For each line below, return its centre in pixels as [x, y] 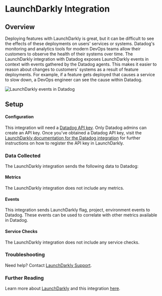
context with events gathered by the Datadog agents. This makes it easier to [81, 64]
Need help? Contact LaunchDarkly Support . [48, 265]
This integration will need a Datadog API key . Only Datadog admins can [76, 128]
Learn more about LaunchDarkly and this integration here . [63, 288]
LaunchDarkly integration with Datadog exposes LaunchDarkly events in [77, 59]
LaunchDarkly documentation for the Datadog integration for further [73, 138]
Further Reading [24, 278]
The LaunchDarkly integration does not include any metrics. [65, 188]
